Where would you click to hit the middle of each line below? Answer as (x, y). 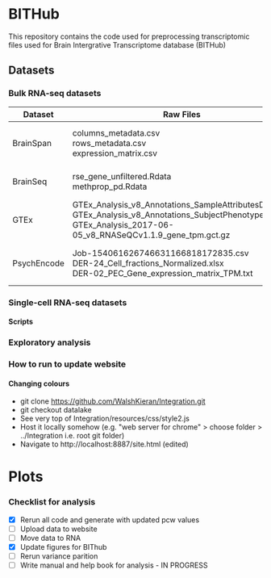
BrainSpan (32, 143)
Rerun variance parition (59, 556)
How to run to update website (67, 364)
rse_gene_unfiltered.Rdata (122, 176)
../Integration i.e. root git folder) (72, 436)
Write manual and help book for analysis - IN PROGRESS (114, 565)
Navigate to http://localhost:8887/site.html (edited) (104, 444)
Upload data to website (59, 529)
